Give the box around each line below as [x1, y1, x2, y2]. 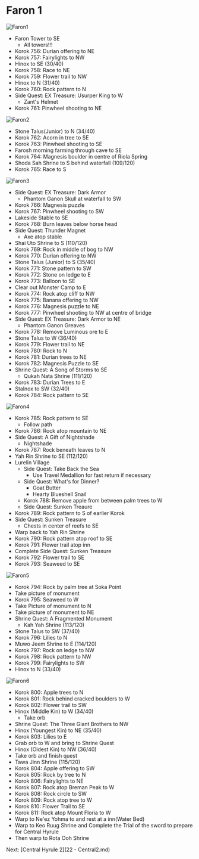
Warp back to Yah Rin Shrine [14, 528, 85, 535]
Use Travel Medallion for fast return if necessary [32, 472, 151, 479]
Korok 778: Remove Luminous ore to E [14, 328, 109, 335]
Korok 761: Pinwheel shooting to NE [14, 104, 102, 111]
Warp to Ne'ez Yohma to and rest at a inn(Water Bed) [14, 815, 145, 823]
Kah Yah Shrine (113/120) [23, 621, 85, 628]
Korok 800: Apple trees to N [14, 689, 84, 696]
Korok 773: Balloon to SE [14, 277, 75, 284]
